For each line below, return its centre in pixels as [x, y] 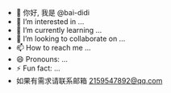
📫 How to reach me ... [53, 48]
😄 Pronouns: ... [42, 59]
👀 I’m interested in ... [50, 22]
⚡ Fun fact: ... [38, 68]
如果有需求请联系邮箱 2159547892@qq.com [89, 81]
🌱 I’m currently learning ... [59, 30]
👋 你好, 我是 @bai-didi [53, 12]
